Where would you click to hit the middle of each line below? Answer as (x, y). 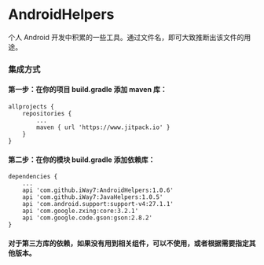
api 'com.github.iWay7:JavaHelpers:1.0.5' (93, 197)
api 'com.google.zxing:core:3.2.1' (81, 211)
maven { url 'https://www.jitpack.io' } (103, 127)
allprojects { (31, 107)
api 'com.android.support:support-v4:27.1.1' (98, 204)
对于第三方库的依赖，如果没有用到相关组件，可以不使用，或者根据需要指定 (128, 243)
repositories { (47, 114)
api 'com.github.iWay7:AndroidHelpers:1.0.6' (98, 190)
